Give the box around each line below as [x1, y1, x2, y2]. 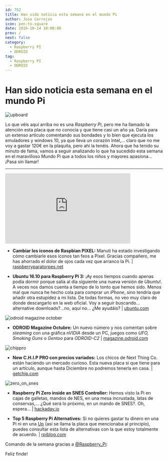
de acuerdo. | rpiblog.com [12, 431, 66, 437]
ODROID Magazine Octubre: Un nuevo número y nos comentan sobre [12, 324, 157, 330]
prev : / [5, 30, 21, 35]
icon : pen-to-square [5, 21, 48, 26]
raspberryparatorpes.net [12, 263, 63, 270]
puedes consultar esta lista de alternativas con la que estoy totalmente [12, 426, 158, 432]
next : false [5, 35, 30, 40]
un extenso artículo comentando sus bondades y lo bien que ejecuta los [5, 132, 154, 138]
